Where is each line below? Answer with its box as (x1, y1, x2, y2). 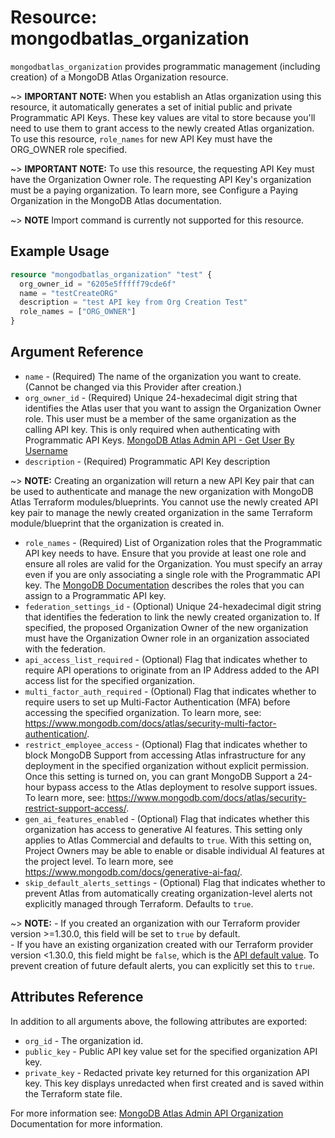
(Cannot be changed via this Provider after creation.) (24, 381, 243, 393)
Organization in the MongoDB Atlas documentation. (10, 194, 222, 206)
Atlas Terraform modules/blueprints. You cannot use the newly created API (10, 496, 319, 508)
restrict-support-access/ (24, 802, 127, 814)
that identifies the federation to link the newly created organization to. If (24, 611, 320, 623)
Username (24, 444, 68, 456)
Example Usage (10, 243, 110, 260)
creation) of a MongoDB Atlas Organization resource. (10, 71, 229, 83)
